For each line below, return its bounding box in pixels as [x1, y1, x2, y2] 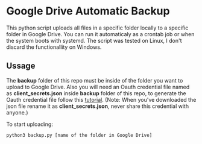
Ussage [6, 61, 36, 71]
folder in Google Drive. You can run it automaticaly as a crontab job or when [6, 30, 195, 37]
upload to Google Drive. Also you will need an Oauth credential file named [6, 83, 190, 90]
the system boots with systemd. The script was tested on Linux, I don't [6, 37, 182, 44]
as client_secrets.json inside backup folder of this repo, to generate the [6, 89, 186, 97]
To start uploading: [6, 121, 53, 128]
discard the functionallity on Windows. [6, 43, 102, 51]
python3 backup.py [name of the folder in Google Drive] [6, 132, 153, 138]
